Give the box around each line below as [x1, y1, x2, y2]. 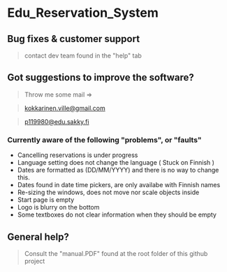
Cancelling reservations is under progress [17, 151, 138, 159]
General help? [7, 231, 70, 243]
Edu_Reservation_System [7, 5, 159, 21]
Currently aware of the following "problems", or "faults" [7, 135, 202, 144]
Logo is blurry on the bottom [17, 203, 100, 212]
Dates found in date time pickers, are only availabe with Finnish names [17, 181, 221, 189]
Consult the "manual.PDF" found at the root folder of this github [24, 249, 208, 257]
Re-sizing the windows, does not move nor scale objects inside [17, 188, 200, 197]
